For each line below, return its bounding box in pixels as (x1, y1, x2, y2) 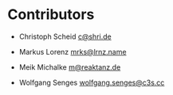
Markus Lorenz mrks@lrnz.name (18, 47, 127, 56)
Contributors (7, 6, 95, 24)
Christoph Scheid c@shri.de (18, 32, 112, 41)
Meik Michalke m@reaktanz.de (18, 62, 121, 72)
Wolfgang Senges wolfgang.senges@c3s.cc (18, 78, 165, 87)
